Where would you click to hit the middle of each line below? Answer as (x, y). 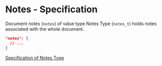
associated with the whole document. (45, 29)
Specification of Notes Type (35, 58)
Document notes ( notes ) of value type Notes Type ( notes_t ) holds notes (81, 24)
